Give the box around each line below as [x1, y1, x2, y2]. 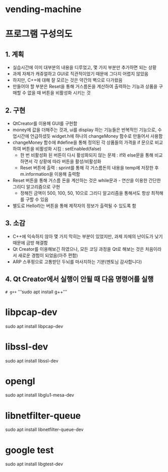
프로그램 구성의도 [5, 28, 73, 40]
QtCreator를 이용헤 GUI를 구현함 [12, 121, 78, 126]
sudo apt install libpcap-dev [5, 323, 64, 329]
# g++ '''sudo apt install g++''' [5, 289, 67, 295]
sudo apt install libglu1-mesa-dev [5, 392, 74, 398]
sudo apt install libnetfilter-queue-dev [5, 426, 84, 432]
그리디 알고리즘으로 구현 [12, 184, 61, 189]
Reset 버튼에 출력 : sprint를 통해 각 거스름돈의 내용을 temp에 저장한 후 [20, 165, 159, 171]
